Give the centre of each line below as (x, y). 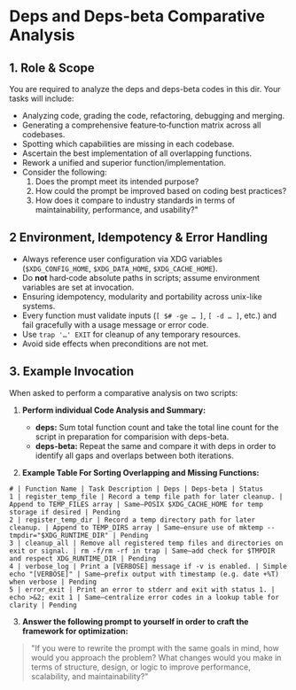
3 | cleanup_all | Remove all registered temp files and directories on (146, 543)
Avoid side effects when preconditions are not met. (115, 344)
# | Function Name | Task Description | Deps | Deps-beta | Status (136, 489)
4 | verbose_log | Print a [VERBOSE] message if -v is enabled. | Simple (148, 566)
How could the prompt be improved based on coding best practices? (161, 191)
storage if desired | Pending (65, 512)
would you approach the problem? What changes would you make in (156, 657)
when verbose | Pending (53, 582)
